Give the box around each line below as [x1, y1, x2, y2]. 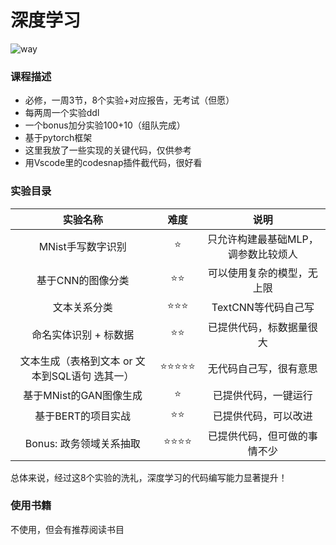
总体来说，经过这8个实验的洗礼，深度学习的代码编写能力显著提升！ [10, 471, 288, 483]
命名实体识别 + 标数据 [31, 327, 135, 341]
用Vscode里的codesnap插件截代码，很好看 [24, 157, 203, 169]
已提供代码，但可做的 [207, 429, 308, 443]
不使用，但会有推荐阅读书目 [10, 523, 125, 535]
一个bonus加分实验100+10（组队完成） [24, 119, 186, 131]
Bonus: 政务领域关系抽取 [24, 436, 141, 450]
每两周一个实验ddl [24, 107, 100, 119]
